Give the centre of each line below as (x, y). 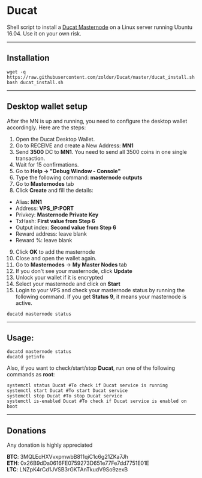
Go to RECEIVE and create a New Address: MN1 (74, 146)
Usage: (21, 338)
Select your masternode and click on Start (68, 284)
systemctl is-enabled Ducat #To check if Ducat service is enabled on (97, 401)
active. (24, 303)
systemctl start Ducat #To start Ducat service (67, 391)
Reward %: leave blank (44, 240)
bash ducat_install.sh (35, 82)
